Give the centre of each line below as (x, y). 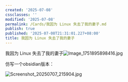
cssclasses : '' (21, 15)
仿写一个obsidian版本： (30, 64)
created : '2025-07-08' (29, 10)
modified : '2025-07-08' (30, 19)
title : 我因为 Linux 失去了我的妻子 (40, 38)
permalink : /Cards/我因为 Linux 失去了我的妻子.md (56, 24)
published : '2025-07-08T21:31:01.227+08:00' (53, 33)
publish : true (20, 29)
